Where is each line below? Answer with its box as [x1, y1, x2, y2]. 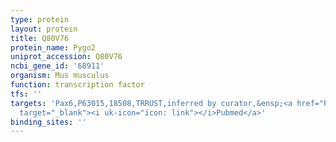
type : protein [10, 14, 70, 25]
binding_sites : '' [10, 117, 87, 127]
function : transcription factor [10, 80, 145, 90]
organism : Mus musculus [10, 71, 110, 81]
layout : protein [10, 24, 78, 34]
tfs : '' [10, 89, 43, 99]
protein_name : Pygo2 [10, 42, 97, 53]
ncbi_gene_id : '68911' [10, 61, 105, 71]
